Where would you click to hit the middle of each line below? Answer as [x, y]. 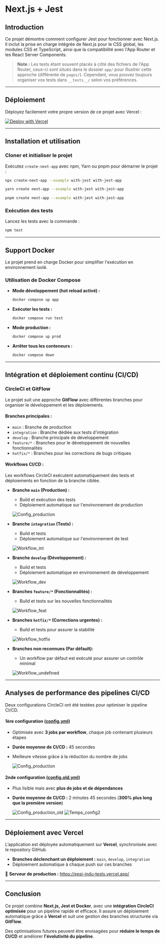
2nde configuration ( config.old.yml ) [42, 777]
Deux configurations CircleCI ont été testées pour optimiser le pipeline [76, 705]
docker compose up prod [37, 337]
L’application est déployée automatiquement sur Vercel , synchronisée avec [81, 845]
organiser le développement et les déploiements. [55, 405]
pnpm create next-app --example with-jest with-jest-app [65, 198]
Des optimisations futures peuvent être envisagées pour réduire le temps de [82, 931]
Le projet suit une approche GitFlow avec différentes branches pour [74, 400]
